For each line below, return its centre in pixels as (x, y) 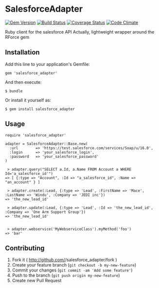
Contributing (25, 248)
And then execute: (23, 82)
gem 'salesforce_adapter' (31, 73)
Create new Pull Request (37, 281)
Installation (22, 52)
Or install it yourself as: (28, 100)
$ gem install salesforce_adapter (40, 109)
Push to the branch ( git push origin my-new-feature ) (66, 275)
